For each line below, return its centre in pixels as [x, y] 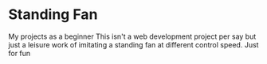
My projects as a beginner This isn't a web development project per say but [132, 36]
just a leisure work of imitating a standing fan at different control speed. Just [133, 44]
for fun [20, 53]
